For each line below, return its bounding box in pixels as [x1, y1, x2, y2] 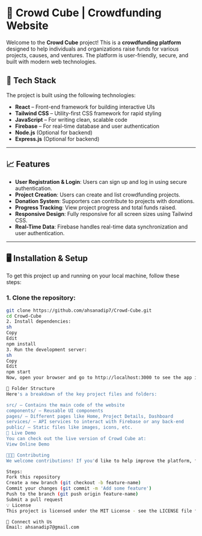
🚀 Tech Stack [6, 75, 57, 86]
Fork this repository [6, 474, 61, 481]
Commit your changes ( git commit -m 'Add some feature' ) [6, 485, 152, 491]
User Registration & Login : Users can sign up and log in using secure [14, 178, 188, 185]
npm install [6, 341, 36, 347]
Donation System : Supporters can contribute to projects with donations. [14, 197, 195, 204]
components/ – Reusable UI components [6, 408, 103, 414]
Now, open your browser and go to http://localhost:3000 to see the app [6, 374, 192, 381]
